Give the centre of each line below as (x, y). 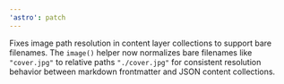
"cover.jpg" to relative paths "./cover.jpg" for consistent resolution (135, 62)
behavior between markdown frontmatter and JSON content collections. (142, 71)
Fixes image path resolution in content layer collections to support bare (140, 43)
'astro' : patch (38, 17)
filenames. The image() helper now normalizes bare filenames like (131, 52)
